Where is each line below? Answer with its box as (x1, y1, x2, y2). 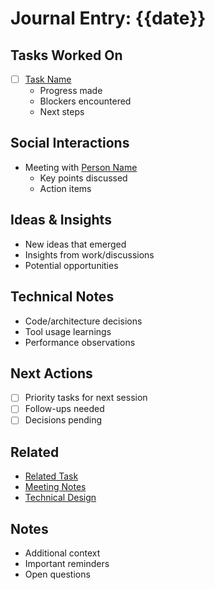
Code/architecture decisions (24, 315, 143, 327)
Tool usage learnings (24, 325, 112, 337)
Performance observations (24, 336, 136, 348)
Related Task (24, 470, 79, 482)
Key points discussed (39, 172, 128, 184)
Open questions (24, 568, 91, 581)
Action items (39, 182, 92, 194)
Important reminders (24, 558, 110, 570)
